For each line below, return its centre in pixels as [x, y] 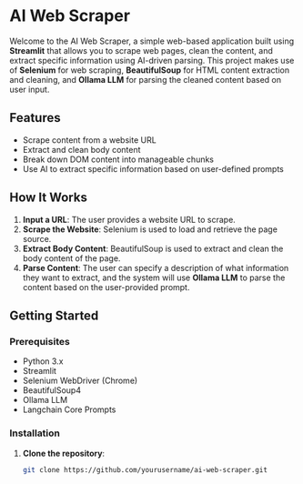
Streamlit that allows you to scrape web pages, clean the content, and [141, 50]
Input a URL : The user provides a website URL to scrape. [129, 219]
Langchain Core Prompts [69, 409]
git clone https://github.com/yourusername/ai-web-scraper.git [145, 469]
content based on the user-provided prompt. [106, 287]
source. [37, 238]
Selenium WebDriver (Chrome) [80, 381]
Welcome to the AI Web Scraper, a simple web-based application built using [151, 41]
